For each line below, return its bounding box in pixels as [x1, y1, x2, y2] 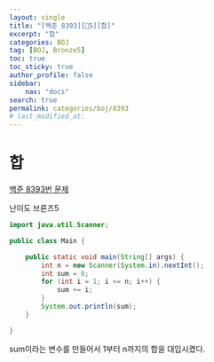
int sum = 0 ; [41, 269, 90, 278]
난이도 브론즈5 [9, 203, 59, 214]
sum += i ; [56, 286, 93, 295]
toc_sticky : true [9, 63, 74, 72]
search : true [9, 95, 58, 105]
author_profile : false [9, 71, 93, 80]
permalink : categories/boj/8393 [9, 104, 129, 113]
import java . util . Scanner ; [9, 221, 109, 230]
